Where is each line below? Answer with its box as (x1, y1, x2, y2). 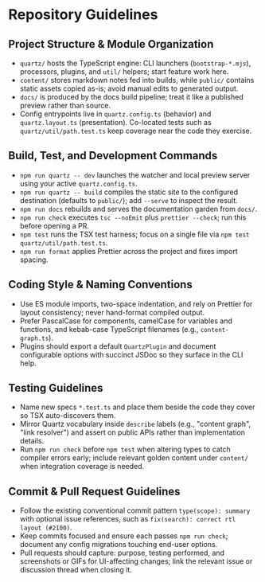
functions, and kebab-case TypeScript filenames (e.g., (19, 324, 199, 334)
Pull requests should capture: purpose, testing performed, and (19, 548, 225, 558)
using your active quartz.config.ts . (19, 178, 138, 188)
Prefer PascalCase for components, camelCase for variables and (19, 316, 232, 326)
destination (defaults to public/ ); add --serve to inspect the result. (19, 195, 239, 205)
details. (19, 436, 45, 446)
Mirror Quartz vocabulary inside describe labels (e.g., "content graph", (19, 420, 251, 429)
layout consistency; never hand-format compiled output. (19, 307, 205, 317)
